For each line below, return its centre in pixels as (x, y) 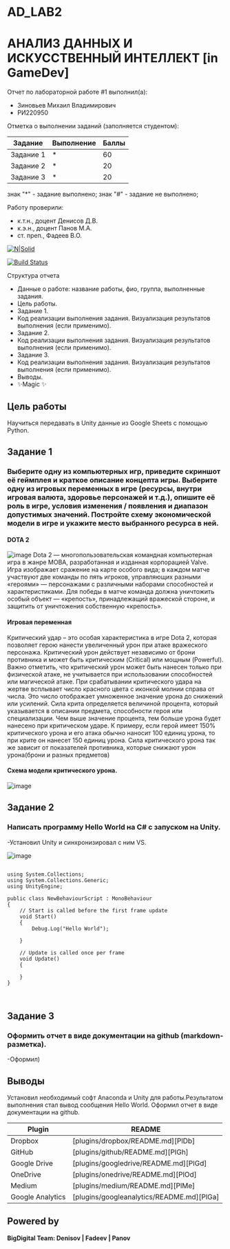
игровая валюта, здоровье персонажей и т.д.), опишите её (111, 497)
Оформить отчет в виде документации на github (93, 1035)
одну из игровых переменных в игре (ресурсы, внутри (104, 489)
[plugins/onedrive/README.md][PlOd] (135, 1175)
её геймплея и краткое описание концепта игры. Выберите (112, 480)
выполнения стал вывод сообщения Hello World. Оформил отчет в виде (113, 1105)
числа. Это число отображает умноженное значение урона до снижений (115, 696)
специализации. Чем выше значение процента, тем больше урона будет (114, 718)
